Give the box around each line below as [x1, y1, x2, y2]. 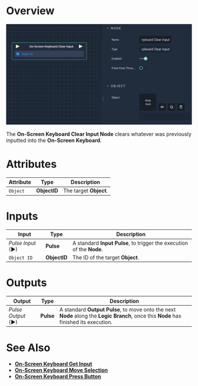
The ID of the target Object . [72, 254, 140, 261]
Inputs [6, 210, 38, 223]
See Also [6, 341, 51, 354]
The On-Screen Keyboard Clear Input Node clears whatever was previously [6, 130, 192, 137]
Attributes [6, 157, 57, 171]
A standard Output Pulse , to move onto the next [59, 306, 176, 313]
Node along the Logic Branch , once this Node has [59, 312, 181, 319]
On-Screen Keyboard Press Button [14, 373, 101, 380]
